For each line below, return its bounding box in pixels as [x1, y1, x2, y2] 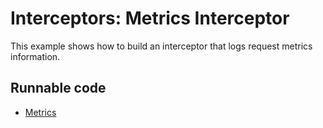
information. [10, 50, 61, 62]
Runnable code [10, 80, 107, 97]
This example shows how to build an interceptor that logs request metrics [10, 40, 313, 52]
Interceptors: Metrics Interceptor [10, 7, 290, 30]
